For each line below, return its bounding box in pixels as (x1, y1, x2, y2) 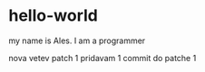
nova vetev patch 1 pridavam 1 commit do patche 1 (8, 52, 197, 63)
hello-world (8, 5, 99, 26)
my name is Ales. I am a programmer (8, 35, 146, 46)
